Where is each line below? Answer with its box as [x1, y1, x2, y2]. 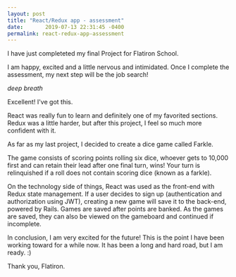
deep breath [7, 84, 44, 92]
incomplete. [7, 220, 42, 228]
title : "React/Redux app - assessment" [7, 17, 125, 24]
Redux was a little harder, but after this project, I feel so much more [7, 119, 202, 128]
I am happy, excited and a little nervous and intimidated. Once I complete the [7, 63, 230, 71]
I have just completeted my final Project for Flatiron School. [7, 49, 179, 58]
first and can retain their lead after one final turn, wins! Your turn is [7, 161, 201, 170]
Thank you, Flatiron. [7, 262, 66, 271]
